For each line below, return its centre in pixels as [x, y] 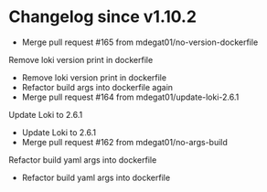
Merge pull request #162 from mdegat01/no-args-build [124, 142]
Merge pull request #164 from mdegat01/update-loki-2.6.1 [130, 97]
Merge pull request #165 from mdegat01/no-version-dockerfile [140, 42]
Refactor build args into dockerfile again [97, 87]
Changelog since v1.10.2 [103, 17]
